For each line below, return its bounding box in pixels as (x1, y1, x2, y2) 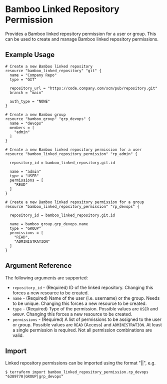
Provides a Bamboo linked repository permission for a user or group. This (5, 31, 156, 37)
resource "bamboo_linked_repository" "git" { (5, 68, 101, 73)
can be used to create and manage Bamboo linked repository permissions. (5, 36, 159, 42)
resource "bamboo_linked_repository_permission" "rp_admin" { (5, 151, 137, 156)
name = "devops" (9, 121, 43, 126)
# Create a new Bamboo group (5, 112, 66, 117)
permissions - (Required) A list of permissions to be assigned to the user (12, 316, 161, 322)
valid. (12, 332, 24, 338)
